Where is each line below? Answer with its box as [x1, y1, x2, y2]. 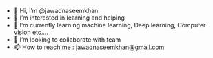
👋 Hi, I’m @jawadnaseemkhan [13, 7, 99, 14]
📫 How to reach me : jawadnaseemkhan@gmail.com [13, 43, 165, 51]
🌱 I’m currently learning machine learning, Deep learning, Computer [13, 21, 206, 29]
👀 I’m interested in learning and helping [13, 14, 125, 22]
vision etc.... [13, 28, 49, 36]
